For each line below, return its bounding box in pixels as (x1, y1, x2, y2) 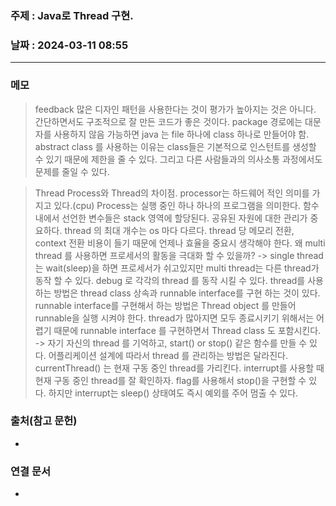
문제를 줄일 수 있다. (34, 165, 110, 177)
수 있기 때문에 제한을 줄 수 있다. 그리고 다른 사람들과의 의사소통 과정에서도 (34, 153, 323, 165)
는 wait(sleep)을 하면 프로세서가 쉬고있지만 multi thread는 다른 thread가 (34, 262, 320, 274)
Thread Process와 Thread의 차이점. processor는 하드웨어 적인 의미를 (34, 187, 310, 199)
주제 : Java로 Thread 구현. (10, 8, 134, 22)
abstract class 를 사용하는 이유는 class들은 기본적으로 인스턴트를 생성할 (34, 140, 317, 152)
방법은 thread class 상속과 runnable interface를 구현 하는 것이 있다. (53, 287, 321, 299)
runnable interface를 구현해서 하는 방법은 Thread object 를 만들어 (34, 299, 297, 311)
